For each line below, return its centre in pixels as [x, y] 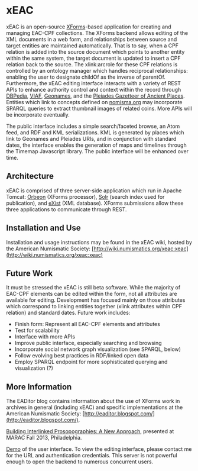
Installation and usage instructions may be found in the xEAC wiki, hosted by [99, 242]
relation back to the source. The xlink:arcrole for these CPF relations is [92, 64]
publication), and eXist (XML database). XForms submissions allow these [95, 203]
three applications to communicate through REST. [66, 209]
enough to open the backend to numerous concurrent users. [80, 462]
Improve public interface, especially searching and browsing [88, 343]
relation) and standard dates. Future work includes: [68, 313]
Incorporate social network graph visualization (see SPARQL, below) [98, 349]
